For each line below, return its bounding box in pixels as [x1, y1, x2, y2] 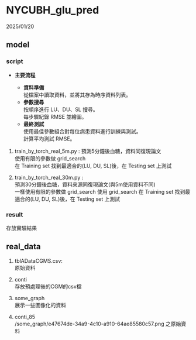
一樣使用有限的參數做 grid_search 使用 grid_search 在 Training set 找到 [14, 188, 185, 195]
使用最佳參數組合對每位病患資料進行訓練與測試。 [23, 128, 142, 135]
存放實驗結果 [6, 224, 37, 231]
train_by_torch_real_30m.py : [14, 174, 84, 181]
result [6, 210, 23, 218]
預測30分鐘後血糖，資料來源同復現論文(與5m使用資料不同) [14, 181, 156, 188]
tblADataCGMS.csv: [14, 257, 63, 264]
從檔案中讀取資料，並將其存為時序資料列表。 [23, 91, 132, 98]
